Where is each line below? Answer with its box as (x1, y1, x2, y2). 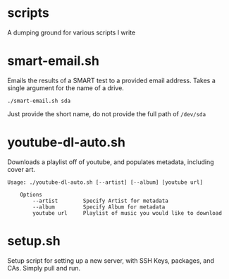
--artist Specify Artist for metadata (32, 197, 169, 204)
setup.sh (7, 233, 61, 249)
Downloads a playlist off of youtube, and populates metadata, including (7, 157, 214, 166)
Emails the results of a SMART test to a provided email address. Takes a (7, 76, 216, 85)
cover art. (7, 165, 36, 173)
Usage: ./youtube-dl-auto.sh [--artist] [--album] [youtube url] (7, 178, 203, 186)
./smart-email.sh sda (7, 97, 71, 104)
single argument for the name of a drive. (7, 83, 125, 92)
